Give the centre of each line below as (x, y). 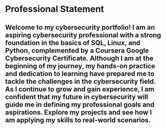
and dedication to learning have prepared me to (80, 73)
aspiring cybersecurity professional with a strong (83, 35)
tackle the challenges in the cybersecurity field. (81, 81)
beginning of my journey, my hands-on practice (80, 66)
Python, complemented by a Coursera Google (77, 50)
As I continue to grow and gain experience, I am (80, 89)
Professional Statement (55, 9)
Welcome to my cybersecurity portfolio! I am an (80, 27)
